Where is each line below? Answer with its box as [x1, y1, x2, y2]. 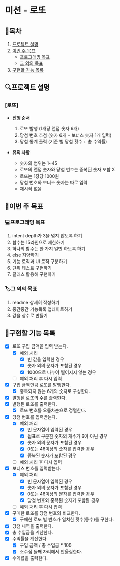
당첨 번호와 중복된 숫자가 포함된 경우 [27, 497, 100, 503]
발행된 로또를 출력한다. [12, 401, 57, 407]
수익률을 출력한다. [12, 555, 48, 561]
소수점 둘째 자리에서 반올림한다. [19, 549, 82, 555]
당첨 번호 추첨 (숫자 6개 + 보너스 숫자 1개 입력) [19, 132, 112, 138]
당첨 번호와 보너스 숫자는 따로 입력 [19, 179, 88, 185]
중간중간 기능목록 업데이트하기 [12, 306, 72, 312]
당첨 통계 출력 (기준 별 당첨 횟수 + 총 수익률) [19, 138, 107, 144]
